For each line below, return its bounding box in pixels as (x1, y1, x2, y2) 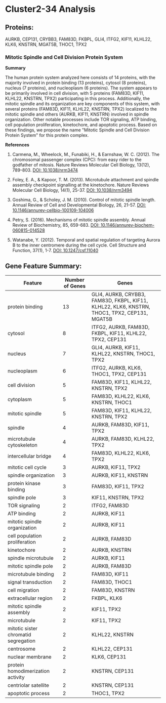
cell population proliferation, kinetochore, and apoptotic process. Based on (5, 122, 157, 128)
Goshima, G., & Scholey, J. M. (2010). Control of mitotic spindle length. (12, 197, 156, 203)
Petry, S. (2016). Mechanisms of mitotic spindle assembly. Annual (12, 217, 146, 223)
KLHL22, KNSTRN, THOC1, (91, 350, 155, 357)
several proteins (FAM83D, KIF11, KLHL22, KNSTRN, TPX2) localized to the (5, 106, 157, 112)
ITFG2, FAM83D (91, 502, 129, 509)
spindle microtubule (7, 555, 54, 562)
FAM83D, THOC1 (91, 579, 132, 586)
